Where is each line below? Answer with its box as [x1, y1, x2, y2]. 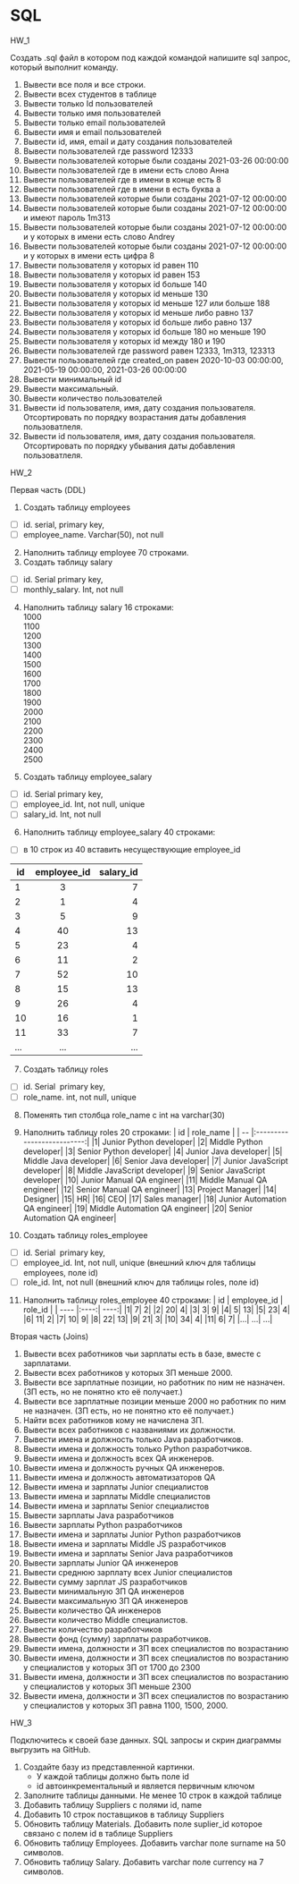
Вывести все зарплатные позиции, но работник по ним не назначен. [22, 1377, 286, 1388]
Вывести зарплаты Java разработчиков [22, 1509, 175, 1521]
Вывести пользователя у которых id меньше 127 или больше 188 [22, 297, 270, 309]
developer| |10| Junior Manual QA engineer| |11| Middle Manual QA [22, 1174, 268, 1185]
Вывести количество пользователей [22, 393, 163, 403]
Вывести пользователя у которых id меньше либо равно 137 [22, 307, 253, 318]
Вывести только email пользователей [22, 117, 166, 128]
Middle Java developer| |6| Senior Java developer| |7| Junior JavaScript [22, 1155, 288, 1166]
